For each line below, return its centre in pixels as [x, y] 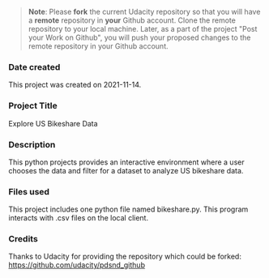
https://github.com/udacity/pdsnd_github [77, 265]
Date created [34, 66]
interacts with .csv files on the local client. [78, 218]
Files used [29, 191]
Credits [23, 239]
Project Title [33, 106]
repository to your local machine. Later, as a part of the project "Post [143, 29]
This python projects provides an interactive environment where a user [126, 162]
